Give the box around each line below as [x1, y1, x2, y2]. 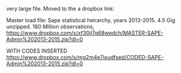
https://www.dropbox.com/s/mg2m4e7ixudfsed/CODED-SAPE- [6, 54, 164, 60]
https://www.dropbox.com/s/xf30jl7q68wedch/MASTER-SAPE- [6, 29, 164, 36]
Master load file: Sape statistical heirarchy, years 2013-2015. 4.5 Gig [6, 17, 176, 23]
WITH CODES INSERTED [6, 47, 68, 54]
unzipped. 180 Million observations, [6, 23, 95, 30]
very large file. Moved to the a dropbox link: [6, 5, 115, 12]
